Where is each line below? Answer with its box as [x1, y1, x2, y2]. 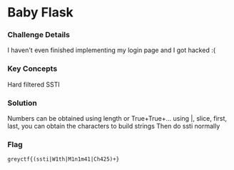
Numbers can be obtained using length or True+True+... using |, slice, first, [7, 114, 227, 123]
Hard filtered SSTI [7, 80, 60, 89]
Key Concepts [7, 64, 58, 74]
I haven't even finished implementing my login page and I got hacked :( [7, 46, 216, 54]
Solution [7, 98, 38, 108]
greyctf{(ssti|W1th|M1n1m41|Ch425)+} [7, 156, 120, 163]
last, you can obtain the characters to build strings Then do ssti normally [7, 122, 220, 131]
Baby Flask [7, 4, 73, 21]
